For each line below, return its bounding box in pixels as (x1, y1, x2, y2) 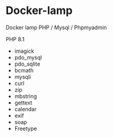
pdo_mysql (14, 53, 42, 61)
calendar (14, 105, 37, 112)
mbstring (14, 92, 37, 100)
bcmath (14, 66, 34, 74)
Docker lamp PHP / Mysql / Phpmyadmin (5, 24, 107, 31)
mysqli (14, 73, 31, 80)
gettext (14, 98, 33, 106)
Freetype (14, 125, 37, 132)
